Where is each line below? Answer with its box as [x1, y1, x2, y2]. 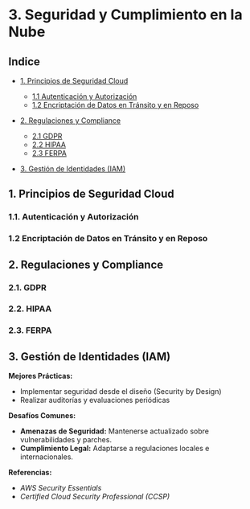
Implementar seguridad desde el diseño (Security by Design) [19, 387, 223, 396]
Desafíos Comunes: [8, 411, 76, 421]
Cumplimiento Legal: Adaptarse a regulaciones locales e [19, 444, 210, 454]
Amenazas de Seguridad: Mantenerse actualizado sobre [19, 426, 210, 436]
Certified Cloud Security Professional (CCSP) [19, 492, 170, 502]
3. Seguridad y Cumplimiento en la [8, 6, 243, 24]
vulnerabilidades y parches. [19, 435, 113, 445]
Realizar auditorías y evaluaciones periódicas [19, 396, 170, 405]
